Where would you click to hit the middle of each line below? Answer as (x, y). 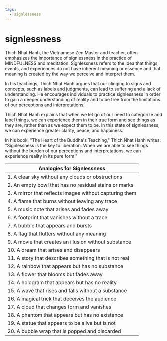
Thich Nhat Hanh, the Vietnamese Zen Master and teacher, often (72, 53)
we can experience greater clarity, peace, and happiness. (64, 131)
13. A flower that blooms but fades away (55, 274)
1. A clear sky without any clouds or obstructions (65, 177)
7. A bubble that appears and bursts (50, 226)
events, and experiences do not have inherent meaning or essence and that (83, 69)
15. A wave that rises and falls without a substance (67, 291)
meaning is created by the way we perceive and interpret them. (70, 74)
